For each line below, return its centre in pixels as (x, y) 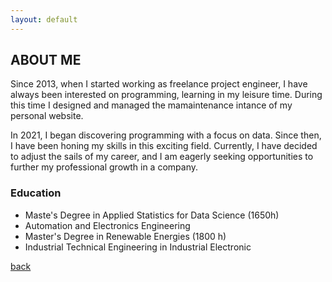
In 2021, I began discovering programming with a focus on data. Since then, (166, 135)
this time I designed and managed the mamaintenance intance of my (151, 105)
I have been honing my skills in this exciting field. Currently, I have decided (164, 146)
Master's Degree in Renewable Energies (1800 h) (125, 236)
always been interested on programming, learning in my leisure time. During (166, 95)
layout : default (44, 19)
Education (36, 193)
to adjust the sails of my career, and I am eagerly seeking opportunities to (162, 157)
